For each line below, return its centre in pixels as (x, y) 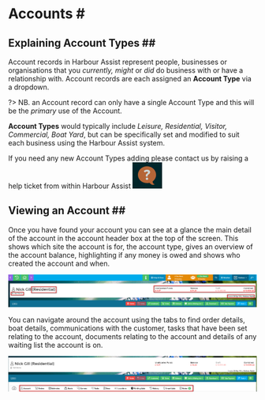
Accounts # (47, 14)
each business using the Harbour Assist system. (87, 143)
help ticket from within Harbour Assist (70, 186)
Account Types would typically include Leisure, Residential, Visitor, (118, 126)
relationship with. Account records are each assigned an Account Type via (130, 79)
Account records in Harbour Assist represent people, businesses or (118, 62)
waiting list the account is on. (56, 345)
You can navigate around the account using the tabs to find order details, (127, 320)
